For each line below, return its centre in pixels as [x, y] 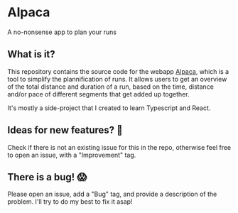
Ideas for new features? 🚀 [65, 130]
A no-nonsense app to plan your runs [62, 32]
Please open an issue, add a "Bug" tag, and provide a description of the [112, 194]
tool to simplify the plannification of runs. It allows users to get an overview [117, 79]
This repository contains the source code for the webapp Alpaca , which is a [118, 71]
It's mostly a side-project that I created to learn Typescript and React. [109, 108]
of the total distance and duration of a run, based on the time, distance [111, 87]
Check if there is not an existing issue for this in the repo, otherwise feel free [119, 147]
